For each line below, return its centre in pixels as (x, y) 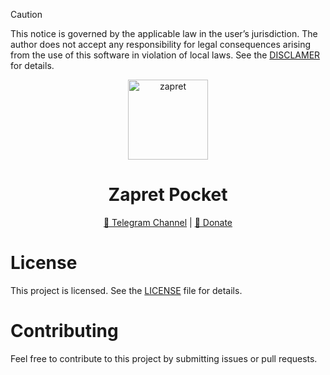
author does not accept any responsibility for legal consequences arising (161, 44)
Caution (26, 14)
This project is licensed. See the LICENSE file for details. (126, 290)
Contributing (64, 331)
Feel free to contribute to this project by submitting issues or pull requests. (164, 358)
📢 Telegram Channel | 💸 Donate (168, 222)
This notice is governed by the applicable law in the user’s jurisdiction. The (164, 33)
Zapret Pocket (168, 195)
